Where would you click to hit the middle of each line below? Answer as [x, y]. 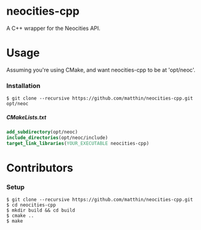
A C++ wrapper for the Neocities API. [54, 28]
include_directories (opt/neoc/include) [57, 138]
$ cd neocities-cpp [31, 205]
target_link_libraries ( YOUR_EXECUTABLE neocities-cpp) [78, 143]
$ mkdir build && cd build [41, 210]
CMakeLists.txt [26, 117]
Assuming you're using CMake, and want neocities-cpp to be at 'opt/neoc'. [101, 70]
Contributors [40, 168]
